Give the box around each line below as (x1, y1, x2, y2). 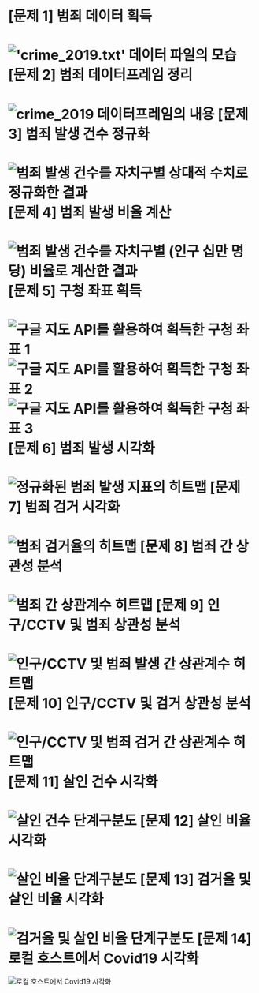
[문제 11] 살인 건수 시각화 (8, 773, 159, 791)
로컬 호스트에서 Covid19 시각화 (8, 949, 199, 967)
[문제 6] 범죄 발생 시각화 (8, 440, 155, 458)
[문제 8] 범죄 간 (139, 538, 233, 555)
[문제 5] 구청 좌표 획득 (8, 282, 142, 300)
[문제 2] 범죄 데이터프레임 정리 (8, 66, 193, 84)
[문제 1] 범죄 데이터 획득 (8, 7, 153, 25)
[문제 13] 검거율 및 (139, 871, 252, 889)
